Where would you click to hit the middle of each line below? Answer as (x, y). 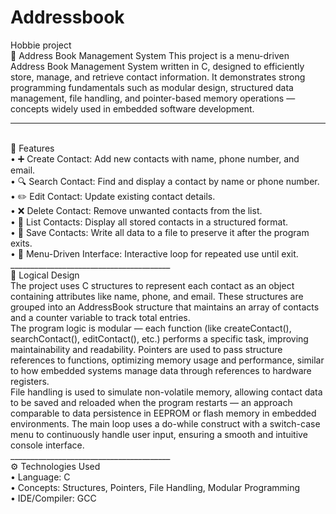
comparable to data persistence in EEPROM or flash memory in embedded (163, 413)
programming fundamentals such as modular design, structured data (152, 87)
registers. (30, 381)
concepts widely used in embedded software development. (132, 108)
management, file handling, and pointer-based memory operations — (153, 98)
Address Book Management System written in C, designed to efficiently (157, 66)
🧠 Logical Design (45, 275)
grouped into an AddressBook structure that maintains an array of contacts (165, 307)
